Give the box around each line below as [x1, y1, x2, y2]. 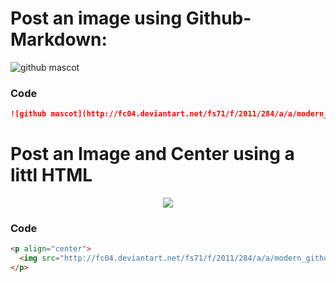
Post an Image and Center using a [10, 143, 295, 166]
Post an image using [10, 7, 183, 30]
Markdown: [10, 28, 108, 51]
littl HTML [10, 164, 93, 187]
